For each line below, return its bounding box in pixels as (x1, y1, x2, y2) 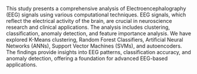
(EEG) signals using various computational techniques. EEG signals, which (6, 11, 186, 18)
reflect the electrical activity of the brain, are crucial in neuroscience (6, 18, 172, 24)
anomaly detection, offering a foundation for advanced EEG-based (6, 55, 168, 62)
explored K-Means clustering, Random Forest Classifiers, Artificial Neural (6, 36, 183, 43)
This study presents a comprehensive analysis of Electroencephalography (6, 5, 186, 12)
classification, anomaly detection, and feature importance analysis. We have (6, 30, 192, 37)
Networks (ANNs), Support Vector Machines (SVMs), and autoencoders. (6, 42, 182, 49)
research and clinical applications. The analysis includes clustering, (6, 23, 170, 31)
